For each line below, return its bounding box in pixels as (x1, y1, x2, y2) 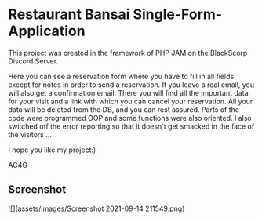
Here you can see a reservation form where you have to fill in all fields (8, 71, 235, 81)
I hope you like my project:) (8, 145, 96, 154)
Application (8, 22, 86, 40)
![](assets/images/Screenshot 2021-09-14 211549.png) (8, 204, 185, 213)
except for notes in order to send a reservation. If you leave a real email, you (8, 80, 255, 89)
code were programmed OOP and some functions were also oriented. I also (8, 113, 253, 122)
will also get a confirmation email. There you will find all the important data (8, 88, 249, 97)
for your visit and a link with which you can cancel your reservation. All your (8, 96, 253, 106)
